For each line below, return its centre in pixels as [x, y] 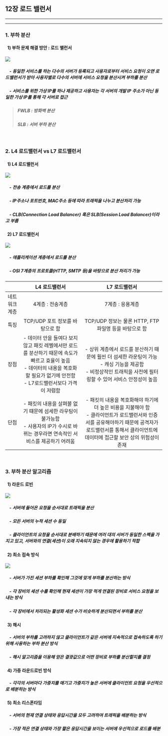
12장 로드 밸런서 [28, 9]
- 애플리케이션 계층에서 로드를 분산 [43, 257]
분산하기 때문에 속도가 [54, 353]
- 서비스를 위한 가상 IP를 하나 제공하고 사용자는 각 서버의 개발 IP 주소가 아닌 [81, 91]
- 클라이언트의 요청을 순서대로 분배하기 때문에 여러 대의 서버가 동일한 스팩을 [82, 535]
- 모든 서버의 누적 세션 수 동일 [38, 521]
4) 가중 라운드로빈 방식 [29, 670]
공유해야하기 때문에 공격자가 [127, 422]
